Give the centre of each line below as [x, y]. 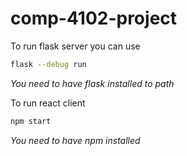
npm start [31, 121]
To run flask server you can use [75, 46]
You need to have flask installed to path [92, 83]
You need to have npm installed [75, 140]
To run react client [48, 103]
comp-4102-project [94, 18]
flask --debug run [48, 64]
